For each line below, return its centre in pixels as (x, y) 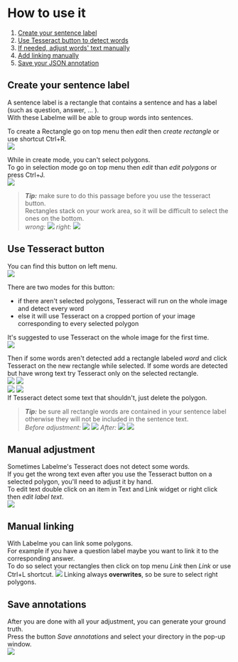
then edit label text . (36, 497)
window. (20, 644)
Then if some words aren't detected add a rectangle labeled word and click (117, 358)
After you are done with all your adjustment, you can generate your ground (117, 622)
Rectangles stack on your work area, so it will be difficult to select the (126, 210)
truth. (15, 629)
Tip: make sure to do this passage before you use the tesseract (118, 195)
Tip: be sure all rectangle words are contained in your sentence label (125, 411)
